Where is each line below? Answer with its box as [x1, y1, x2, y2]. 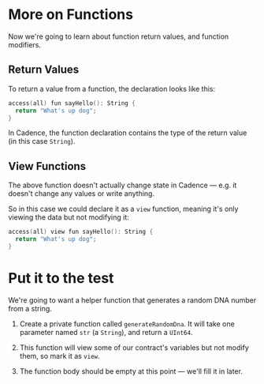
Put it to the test [8, 269, 114, 287]
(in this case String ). [8, 137, 76, 146]
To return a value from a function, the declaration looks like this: [8, 84, 215, 93]
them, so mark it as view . [19, 351, 100, 360]
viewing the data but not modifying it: [8, 213, 130, 222]
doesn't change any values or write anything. [8, 189, 155, 198]
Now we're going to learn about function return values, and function [8, 32, 229, 41]
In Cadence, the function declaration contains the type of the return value [8, 128, 247, 137]
